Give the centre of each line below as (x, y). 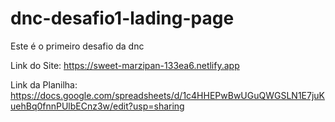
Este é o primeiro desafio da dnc (77, 46)
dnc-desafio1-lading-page (122, 18)
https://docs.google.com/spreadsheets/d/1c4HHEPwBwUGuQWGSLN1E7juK (167, 95)
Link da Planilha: (44, 84)
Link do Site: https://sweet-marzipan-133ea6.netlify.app (125, 65)
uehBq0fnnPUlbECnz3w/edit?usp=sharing (97, 106)
